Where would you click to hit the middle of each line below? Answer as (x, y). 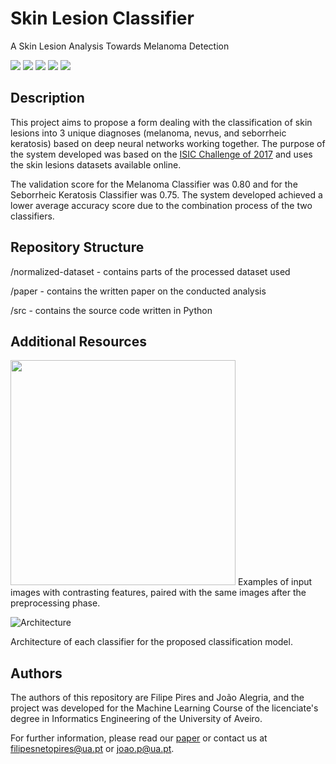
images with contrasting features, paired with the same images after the (158, 593)
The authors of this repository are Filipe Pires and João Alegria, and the (157, 698)
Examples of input (275, 582)
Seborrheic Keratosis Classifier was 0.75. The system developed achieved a (166, 194)
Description (47, 98)
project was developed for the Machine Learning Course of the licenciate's (164, 708)
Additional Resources (78, 341)
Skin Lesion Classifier (102, 18)
